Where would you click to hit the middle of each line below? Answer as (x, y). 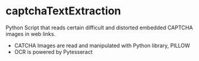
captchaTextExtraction (63, 11)
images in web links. (31, 33)
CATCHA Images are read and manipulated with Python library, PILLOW (102, 45)
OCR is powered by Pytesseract (53, 51)
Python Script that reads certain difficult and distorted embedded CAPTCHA (99, 28)
